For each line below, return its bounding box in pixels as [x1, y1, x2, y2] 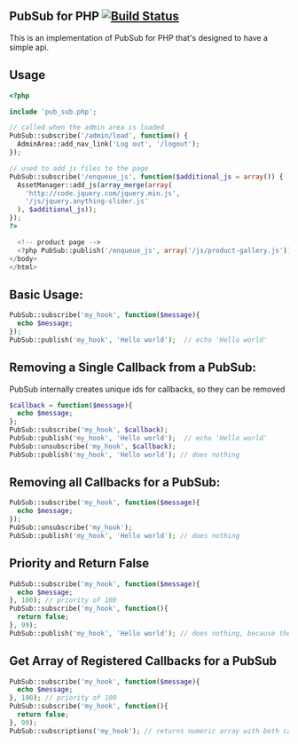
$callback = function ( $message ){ [9, 400, 133, 409]
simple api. [9, 42, 49, 52]
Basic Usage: [9, 287, 83, 302]
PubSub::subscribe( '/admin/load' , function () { [9, 131, 189, 140]
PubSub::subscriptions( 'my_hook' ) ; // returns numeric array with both [9, 726, 279, 735]
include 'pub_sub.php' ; [9, 107, 98, 116]
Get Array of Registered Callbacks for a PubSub [9, 653, 278, 669]
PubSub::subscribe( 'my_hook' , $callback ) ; [9, 425, 169, 435]
